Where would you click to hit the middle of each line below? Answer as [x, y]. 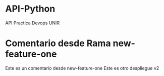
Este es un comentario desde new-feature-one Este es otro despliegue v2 [82, 68]
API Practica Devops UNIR [32, 23]
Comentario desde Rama [58, 43]
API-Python [30, 9]
